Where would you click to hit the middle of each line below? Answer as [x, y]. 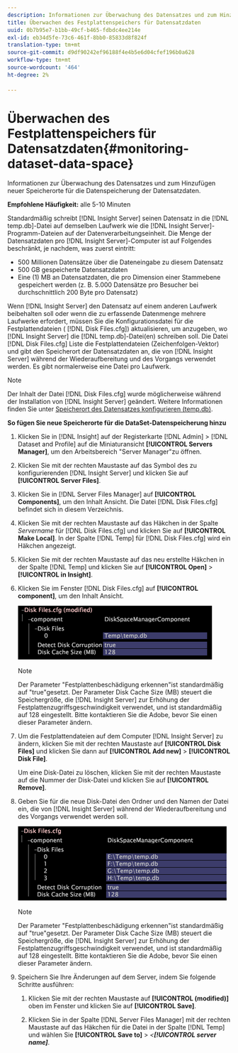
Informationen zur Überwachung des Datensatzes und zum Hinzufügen [112, 183]
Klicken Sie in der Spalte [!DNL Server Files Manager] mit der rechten [129, 1020]
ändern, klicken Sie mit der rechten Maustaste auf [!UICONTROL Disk [119, 744]
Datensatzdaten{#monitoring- [98, 148]
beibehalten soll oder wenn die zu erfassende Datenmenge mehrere [107, 314]
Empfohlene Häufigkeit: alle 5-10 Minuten [69, 204]
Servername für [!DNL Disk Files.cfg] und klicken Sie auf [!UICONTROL [121, 531]
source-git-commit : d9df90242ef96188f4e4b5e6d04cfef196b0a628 [101, 53]
